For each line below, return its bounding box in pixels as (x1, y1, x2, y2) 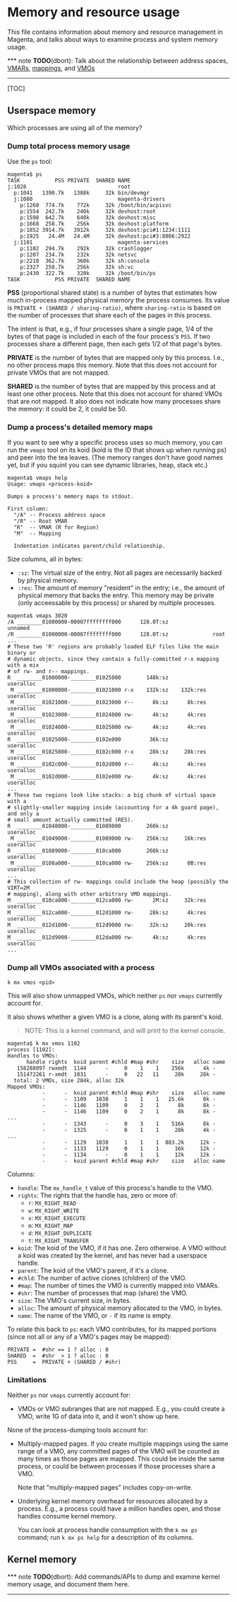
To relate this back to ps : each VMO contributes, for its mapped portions (7, 1325, 217, 1333)
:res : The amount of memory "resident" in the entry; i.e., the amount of (17, 584, 225, 592)
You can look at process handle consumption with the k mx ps (17, 1525, 198, 1534)
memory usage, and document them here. (7, 1579, 130, 1588)
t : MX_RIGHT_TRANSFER (28, 1236, 90, 1244)
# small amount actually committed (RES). (7, 817, 134, 824)
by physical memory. (17, 576, 79, 585)
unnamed (7, 625, 30, 632)
